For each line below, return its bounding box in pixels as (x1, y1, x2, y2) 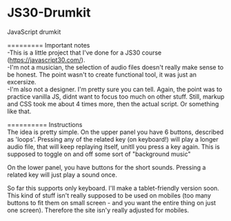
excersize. (7, 77, 37, 86)
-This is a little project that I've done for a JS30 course (7, 48, 162, 57)
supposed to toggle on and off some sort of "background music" (7, 150, 191, 158)
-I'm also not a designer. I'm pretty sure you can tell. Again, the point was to (7, 85, 223, 93)
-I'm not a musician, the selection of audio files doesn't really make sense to (7, 63, 224, 71)
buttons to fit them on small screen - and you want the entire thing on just (7, 198, 216, 206)
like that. (7, 107, 32, 115)
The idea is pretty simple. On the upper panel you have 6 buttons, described (7, 128, 224, 136)
